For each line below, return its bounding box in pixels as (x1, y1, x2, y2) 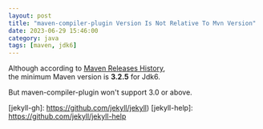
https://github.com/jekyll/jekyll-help (8, 111, 127, 121)
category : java (8, 34, 59, 42)
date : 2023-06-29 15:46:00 (8, 26, 99, 34)
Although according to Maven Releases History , (8, 63, 166, 73)
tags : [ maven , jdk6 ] (8, 42, 78, 50)
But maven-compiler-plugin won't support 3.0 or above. (8, 87, 192, 97)
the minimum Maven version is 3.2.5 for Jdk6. (8, 72, 160, 82)
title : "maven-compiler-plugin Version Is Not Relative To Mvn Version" (8, 19, 257, 27)
